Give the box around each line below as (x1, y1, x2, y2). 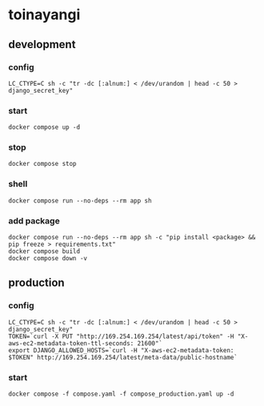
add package (8, 215, 60, 226)
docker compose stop (8, 160, 78, 168)
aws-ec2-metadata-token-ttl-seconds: (8, 339, 134, 348)
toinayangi (8, 6, 81, 24)
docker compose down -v (8, 255, 88, 263)
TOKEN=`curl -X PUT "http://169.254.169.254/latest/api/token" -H (8, 332, 234, 340)
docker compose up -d (8, 123, 81, 131)
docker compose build (8, 247, 81, 255)
